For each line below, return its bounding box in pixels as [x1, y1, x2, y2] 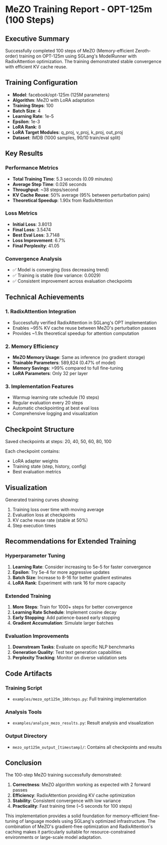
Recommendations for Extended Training [5, 537, 136, 546]
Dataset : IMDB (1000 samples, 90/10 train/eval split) [12, 135, 121, 141]
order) [5, 53, 19, 59]
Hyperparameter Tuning [5, 552, 65, 559]
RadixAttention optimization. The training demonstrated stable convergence [5, 58, 161, 64]
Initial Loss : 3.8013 [12, 221, 52, 227]
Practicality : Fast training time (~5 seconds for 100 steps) [12, 803, 132, 809]
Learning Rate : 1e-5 [12, 113, 54, 119]
